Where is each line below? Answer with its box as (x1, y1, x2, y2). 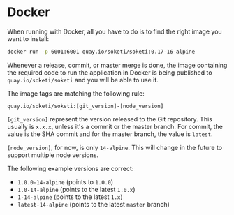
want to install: (7, 34, 50, 43)
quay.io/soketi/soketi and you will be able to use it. (7, 75, 159, 84)
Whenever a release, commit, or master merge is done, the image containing (7, 61, 228, 69)
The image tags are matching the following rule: (7, 89, 145, 98)
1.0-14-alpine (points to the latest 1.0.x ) (17, 185, 136, 193)
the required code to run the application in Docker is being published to (7, 68, 212, 77)
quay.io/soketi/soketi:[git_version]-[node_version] (7, 103, 164, 110)
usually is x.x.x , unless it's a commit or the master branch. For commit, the (7, 122, 224, 131)
